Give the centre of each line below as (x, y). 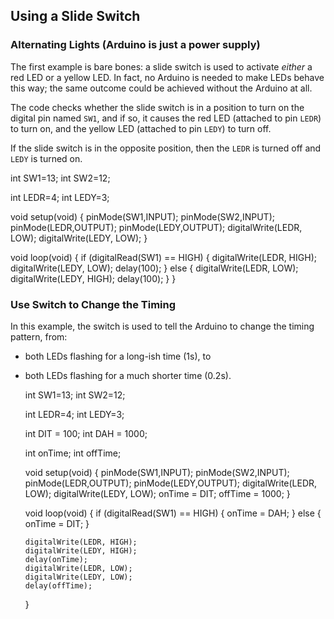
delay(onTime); (56, 559)
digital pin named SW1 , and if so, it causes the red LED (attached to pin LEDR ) (166, 118)
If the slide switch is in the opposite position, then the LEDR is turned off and (166, 148)
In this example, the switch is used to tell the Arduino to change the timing (162, 326)
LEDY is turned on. (46, 158)
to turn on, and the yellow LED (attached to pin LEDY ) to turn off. (141, 128)
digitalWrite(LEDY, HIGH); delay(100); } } (93, 278)
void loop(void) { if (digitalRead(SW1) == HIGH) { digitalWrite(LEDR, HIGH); (163, 257)
